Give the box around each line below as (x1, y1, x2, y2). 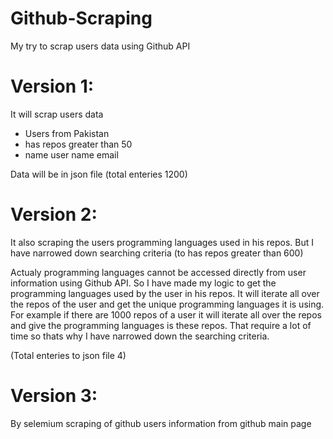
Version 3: (10, 385, 98, 407)
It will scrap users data (10, 108, 104, 120)
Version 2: (10, 203, 98, 226)
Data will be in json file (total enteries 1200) (10, 168, 188, 180)
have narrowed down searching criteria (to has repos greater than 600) (10, 247, 304, 259)
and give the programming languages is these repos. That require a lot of (10, 319, 312, 331)
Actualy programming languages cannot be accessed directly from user (10, 266, 307, 278)
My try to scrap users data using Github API (10, 40, 191, 52)
